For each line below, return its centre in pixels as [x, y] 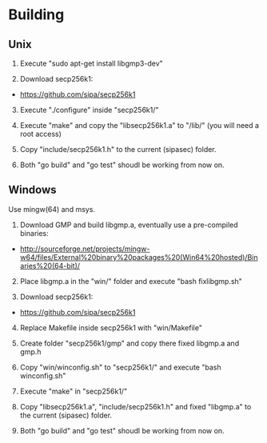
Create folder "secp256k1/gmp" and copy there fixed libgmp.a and [130, 343]
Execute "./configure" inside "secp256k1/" [89, 110]
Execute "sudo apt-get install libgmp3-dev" [92, 63]
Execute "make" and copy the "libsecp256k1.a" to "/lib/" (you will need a [139, 125]
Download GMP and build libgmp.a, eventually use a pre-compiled [129, 225]
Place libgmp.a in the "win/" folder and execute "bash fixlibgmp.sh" [131, 281]
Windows [32, 190]
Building [36, 15]
